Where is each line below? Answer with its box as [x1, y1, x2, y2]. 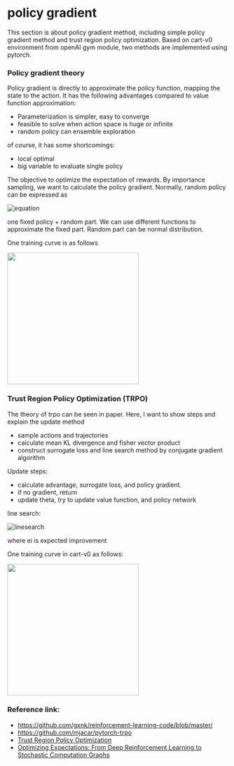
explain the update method [7, 417, 85, 426]
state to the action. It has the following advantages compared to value [7, 91, 209, 100]
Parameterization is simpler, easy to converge [17, 112, 150, 121]
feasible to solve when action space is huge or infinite [17, 120, 173, 128]
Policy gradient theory [7, 68, 85, 78]
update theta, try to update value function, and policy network [17, 495, 197, 504]
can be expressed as [7, 191, 68, 199]
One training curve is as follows [7, 238, 98, 247]
